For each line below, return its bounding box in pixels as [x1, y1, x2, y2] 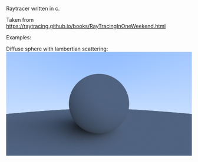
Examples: [6, 34, 31, 41]
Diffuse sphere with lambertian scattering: [6, 45, 108, 52]
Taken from [6, 16, 34, 23]
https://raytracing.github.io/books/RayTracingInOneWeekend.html [6, 23, 166, 29]
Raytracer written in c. [6, 5, 60, 12]
